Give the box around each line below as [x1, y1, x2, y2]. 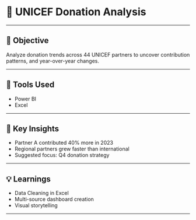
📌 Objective [6, 36, 49, 46]
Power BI [14, 95, 37, 102]
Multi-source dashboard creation [14, 195, 94, 203]
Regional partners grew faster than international [14, 145, 129, 152]
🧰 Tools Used [6, 80, 55, 90]
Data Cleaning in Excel [14, 190, 69, 197]
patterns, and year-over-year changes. [6, 57, 100, 64]
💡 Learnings [6, 174, 51, 184]
